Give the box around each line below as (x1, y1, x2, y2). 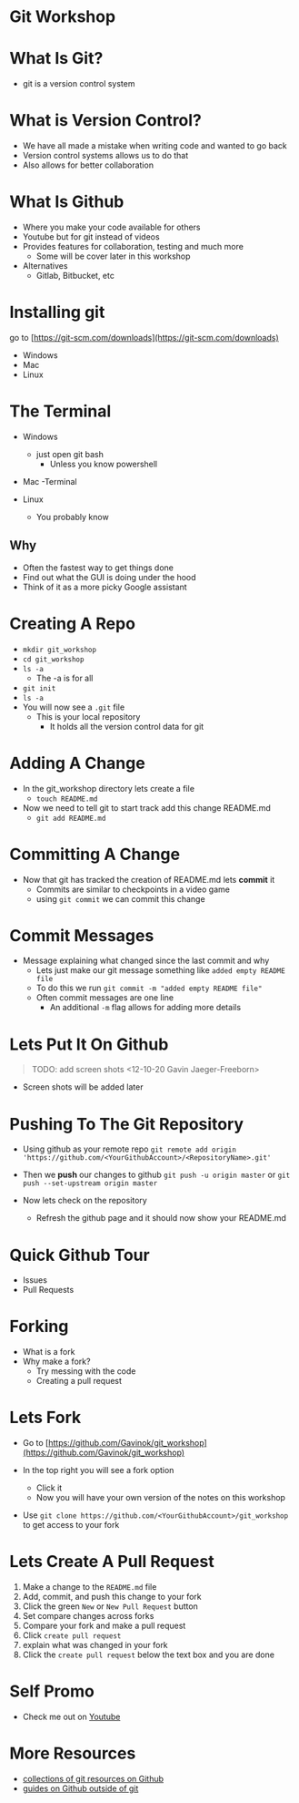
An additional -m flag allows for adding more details (49, 1002, 242, 1013)
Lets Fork (9, 1408, 82, 1428)
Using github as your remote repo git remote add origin (22, 1143, 236, 1154)
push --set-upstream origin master (22, 1179, 158, 1188)
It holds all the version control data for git (49, 721, 204, 732)
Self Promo (9, 1681, 95, 1702)
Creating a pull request (35, 1376, 123, 1387)
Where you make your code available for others (22, 221, 201, 232)
